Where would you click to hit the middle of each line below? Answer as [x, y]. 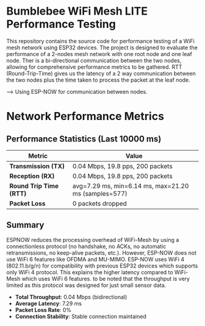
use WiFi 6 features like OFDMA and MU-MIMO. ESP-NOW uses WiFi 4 [95, 259]
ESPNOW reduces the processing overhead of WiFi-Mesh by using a [93, 239]
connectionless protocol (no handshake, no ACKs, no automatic [86, 246]
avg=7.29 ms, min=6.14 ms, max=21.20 [131, 186]
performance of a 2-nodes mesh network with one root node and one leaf [99, 54]
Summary [25, 225]
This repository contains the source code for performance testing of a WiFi [101, 41]
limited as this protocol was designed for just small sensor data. [86, 285]
